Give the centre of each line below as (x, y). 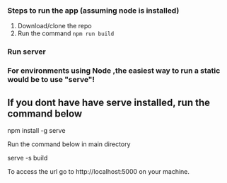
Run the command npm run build (66, 33)
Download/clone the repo (54, 26)
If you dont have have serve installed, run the (109, 102)
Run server (27, 52)
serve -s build (28, 158)
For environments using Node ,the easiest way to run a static (114, 71)
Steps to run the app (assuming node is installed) (93, 11)
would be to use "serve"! (51, 80)
